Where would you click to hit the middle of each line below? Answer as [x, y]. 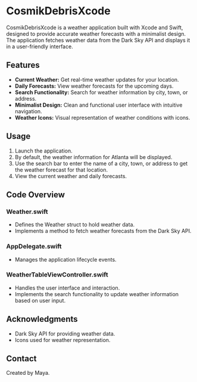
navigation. [29, 111]
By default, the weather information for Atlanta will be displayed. [93, 157]
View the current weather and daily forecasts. [71, 176]
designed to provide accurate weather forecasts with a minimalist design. [96, 33]
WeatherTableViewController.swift [57, 275]
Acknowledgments [42, 319]
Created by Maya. [28, 373]
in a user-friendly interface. [40, 46]
